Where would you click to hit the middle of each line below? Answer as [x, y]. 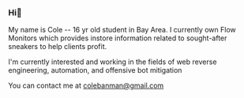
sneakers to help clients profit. [58, 47]
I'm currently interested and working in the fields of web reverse [113, 62]
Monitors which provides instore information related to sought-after [118, 38]
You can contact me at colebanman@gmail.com [86, 85]
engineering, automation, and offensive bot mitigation [95, 70]
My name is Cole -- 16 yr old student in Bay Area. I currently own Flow [122, 30]
